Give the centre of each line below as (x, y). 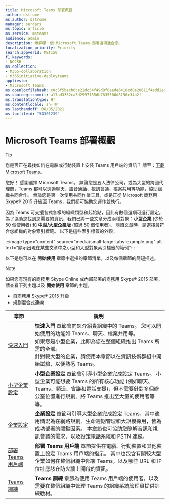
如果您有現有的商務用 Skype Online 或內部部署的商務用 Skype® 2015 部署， (84, 279)
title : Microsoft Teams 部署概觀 (39, 10)
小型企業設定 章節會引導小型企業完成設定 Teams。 (95, 374)
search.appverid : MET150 (31, 52)
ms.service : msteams (27, 33)
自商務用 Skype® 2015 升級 (41, 296)
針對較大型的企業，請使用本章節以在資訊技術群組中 (96, 356)
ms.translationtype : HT (30, 99)
